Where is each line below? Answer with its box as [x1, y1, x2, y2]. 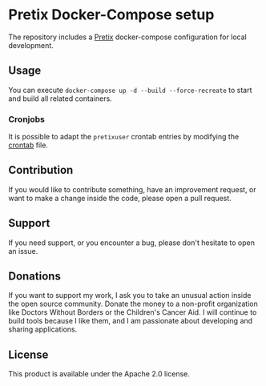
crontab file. [8, 140, 48, 150]
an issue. [8, 246, 38, 255]
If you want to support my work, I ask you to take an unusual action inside [8, 291, 252, 300]
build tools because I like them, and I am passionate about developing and [8, 316, 253, 326]
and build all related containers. [8, 94, 112, 103]
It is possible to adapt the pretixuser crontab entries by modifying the [8, 132, 240, 142]
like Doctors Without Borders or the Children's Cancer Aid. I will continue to [8, 308, 257, 317]
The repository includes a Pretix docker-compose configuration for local [8, 32, 247, 42]
